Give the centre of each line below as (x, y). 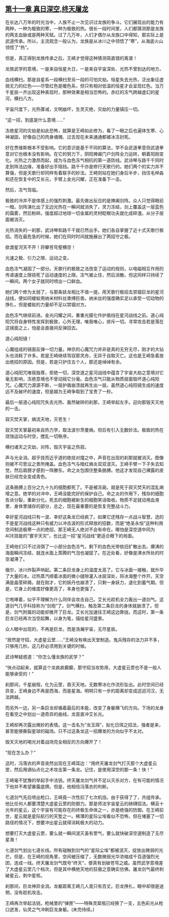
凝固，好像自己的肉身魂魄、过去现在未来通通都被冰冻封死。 (71, 137)
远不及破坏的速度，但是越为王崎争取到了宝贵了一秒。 (60, 391)
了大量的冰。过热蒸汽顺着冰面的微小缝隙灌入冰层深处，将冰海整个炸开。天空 (84, 576)
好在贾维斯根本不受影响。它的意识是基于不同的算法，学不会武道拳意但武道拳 (84, 147)
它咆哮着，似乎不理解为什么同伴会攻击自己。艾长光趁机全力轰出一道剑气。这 (84, 599)
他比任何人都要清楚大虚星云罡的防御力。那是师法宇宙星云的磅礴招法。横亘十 (84, 804)
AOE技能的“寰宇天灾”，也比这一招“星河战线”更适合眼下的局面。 (71, 535)
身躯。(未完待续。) (76, 909)
